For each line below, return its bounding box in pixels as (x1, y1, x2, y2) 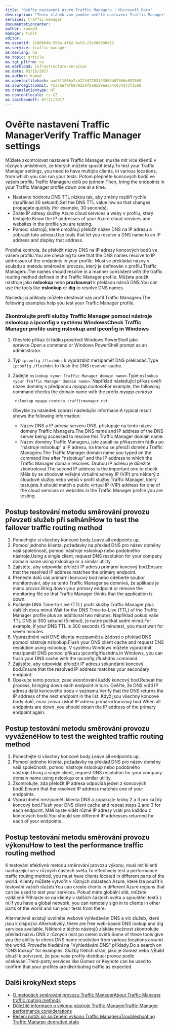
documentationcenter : (5, 21, 51, 27)
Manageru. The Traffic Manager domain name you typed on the (20, 450, 152, 456)
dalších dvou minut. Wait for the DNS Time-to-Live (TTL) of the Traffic (12, 607, 158, 613)
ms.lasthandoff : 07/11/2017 (5, 97, 65, 102)
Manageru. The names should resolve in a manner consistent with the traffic (5, 268, 163, 274)
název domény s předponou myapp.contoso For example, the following (12, 384, 160, 390)
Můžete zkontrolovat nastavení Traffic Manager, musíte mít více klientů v (5, 157, 157, 163)
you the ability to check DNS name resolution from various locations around (5, 937, 163, 943)
